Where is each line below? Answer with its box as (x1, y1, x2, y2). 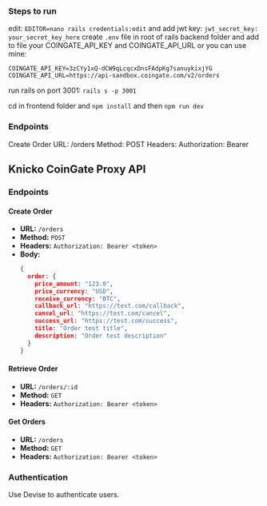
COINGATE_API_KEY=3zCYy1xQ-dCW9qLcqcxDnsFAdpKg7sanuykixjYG (8, 65, 213, 73)
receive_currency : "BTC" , (34, 294, 122, 303)
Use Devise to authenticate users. (8, 490, 120, 500)
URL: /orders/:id (19, 381, 78, 391)
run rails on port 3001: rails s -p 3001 (8, 86, 137, 95)
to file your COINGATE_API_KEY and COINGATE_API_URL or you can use (8, 41, 247, 50)
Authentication (8, 472, 68, 483)
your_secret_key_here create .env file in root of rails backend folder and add (8, 32, 260, 42)
